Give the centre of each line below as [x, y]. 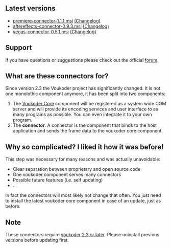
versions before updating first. [37, 240]
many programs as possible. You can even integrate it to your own [82, 115]
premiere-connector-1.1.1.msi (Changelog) [56, 20]
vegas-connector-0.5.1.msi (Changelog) [54, 31]
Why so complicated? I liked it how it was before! [85, 147]
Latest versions [30, 8]
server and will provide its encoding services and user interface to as [85, 109]
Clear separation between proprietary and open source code [77, 169]
